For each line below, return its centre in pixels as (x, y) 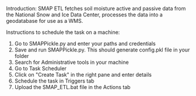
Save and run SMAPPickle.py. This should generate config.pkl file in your (102, 50)
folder (22, 56)
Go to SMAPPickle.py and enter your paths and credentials (85, 44)
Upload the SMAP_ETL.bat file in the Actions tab (72, 87)
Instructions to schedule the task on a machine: (63, 32)
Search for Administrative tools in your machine (72, 62)
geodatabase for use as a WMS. (45, 21)
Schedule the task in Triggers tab (54, 81)
